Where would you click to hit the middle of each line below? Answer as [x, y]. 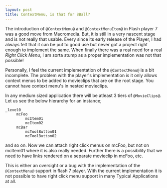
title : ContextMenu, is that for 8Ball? [48, 14]
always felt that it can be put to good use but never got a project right [77, 44]
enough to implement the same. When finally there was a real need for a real [84, 50]
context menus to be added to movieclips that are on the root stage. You [79, 81]
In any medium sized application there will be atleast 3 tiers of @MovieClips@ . [83, 95]
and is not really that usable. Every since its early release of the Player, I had [83, 39]
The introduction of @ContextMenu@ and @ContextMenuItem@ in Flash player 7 [82, 28]
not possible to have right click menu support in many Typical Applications [82, 176]
